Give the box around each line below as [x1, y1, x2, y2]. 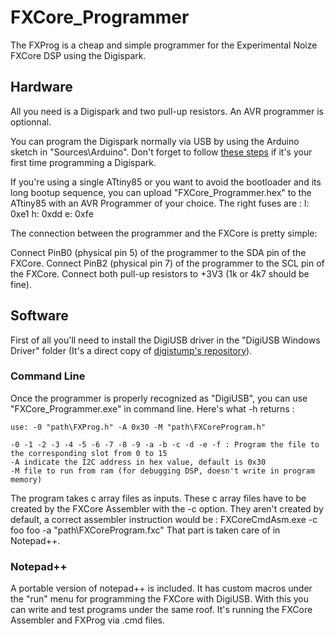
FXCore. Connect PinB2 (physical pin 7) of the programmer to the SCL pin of [10, 257, 325, 269]
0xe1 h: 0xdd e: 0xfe [10, 207, 94, 220]
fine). [10, 278, 32, 290]
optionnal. [10, 116, 52, 128]
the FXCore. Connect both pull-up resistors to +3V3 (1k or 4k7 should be [10, 267, 310, 280]
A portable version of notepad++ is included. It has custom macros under [10, 582, 313, 595]
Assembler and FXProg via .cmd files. [10, 614, 165, 626]
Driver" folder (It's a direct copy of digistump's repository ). [10, 344, 253, 356]
